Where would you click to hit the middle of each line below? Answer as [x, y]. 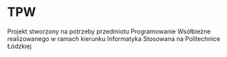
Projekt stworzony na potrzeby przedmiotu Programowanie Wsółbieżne [109, 31]
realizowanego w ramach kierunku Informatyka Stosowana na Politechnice [114, 38]
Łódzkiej [19, 46]
